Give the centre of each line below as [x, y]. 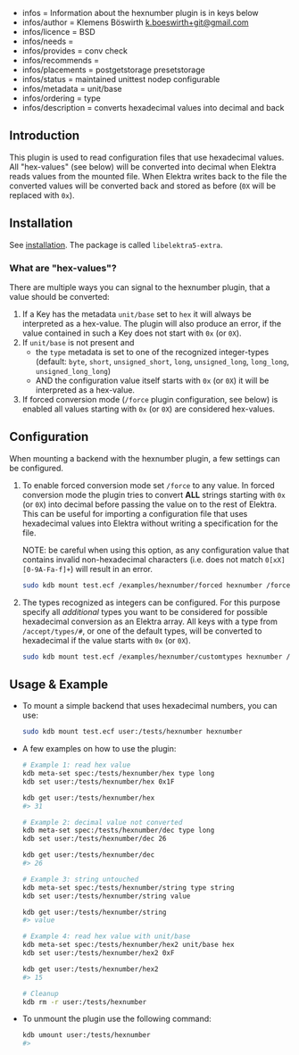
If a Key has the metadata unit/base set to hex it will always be [137, 314]
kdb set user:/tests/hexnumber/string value [106, 896]
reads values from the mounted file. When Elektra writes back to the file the [148, 176]
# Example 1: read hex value [76, 765]
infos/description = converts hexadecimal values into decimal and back [153, 108]
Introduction [45, 136]
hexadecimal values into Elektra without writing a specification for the [150, 523]
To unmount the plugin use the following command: [116, 1019]
